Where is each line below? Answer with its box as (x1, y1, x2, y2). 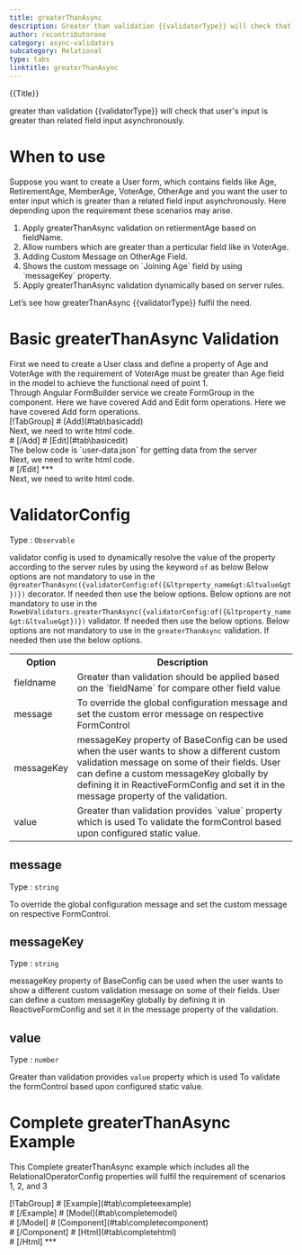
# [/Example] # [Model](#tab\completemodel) (9, 1207, 178, 1219)
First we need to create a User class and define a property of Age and (9, 358, 269, 369)
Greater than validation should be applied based (76, 670, 280, 683)
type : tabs (9, 55, 50, 64)
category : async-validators (9, 38, 115, 48)
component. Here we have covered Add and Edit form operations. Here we (9, 397, 286, 408)
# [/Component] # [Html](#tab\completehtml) (9, 1227, 177, 1238)
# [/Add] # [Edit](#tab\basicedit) (9, 435, 129, 445)
